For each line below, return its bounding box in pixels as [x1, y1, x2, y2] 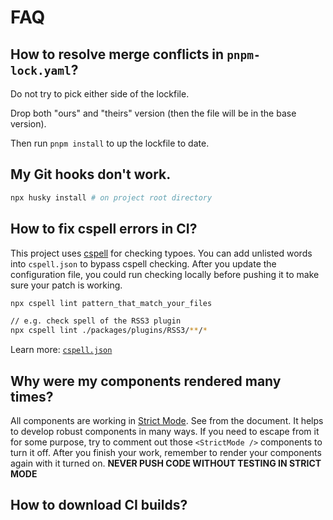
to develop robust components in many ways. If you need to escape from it [10, 425, 320, 437]
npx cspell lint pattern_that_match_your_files [10, 298, 213, 308]
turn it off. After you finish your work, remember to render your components [10, 446, 322, 458]
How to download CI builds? [10, 497, 188, 514]
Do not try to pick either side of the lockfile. [10, 88, 190, 100]
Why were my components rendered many [10, 372, 282, 390]
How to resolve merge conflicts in [10, 46, 225, 63]
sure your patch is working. [10, 279, 123, 291]
